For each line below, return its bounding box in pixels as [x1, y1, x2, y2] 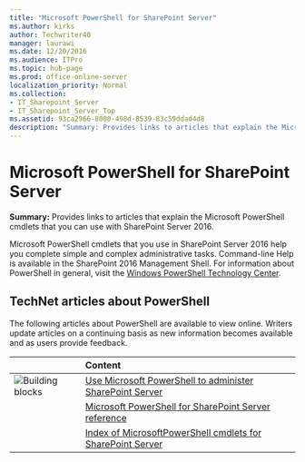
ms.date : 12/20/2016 [9, 47, 88, 56]
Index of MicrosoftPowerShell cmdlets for [84, 426, 262, 438]
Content [84, 359, 122, 371]
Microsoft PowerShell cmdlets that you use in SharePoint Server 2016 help [9, 238, 288, 250]
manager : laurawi [9, 38, 75, 48]
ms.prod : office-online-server [9, 73, 128, 82]
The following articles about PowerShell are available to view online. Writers [9, 318, 293, 329]
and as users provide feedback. [9, 337, 128, 348]
